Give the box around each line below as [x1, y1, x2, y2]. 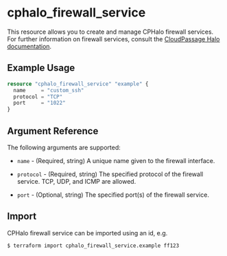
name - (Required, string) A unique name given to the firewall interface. [16, 156, 215, 164]
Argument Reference [7, 125, 99, 137]
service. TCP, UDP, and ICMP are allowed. [16, 177, 136, 185]
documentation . [7, 42, 52, 50]
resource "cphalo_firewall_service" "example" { [7, 81, 149, 87]
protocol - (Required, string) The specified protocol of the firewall [16, 170, 204, 178]
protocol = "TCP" [13, 93, 63, 100]
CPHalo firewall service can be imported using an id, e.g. [7, 228, 168, 237]
